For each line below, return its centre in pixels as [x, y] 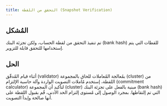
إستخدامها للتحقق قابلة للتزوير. [35, 48]
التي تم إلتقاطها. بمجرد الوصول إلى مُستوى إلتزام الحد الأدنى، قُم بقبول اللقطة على [83, 92]
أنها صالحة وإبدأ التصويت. [29, 98]
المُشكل [17, 31]
